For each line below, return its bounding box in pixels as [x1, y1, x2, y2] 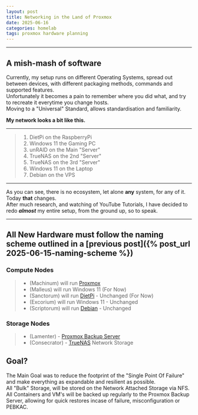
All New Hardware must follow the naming [6, 230, 164, 240]
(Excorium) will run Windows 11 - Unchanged [29, 298, 138, 305]
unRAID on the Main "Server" [29, 146, 100, 153]
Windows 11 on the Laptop [29, 165, 93, 172]
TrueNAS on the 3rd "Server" [29, 158, 101, 166]
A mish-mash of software [6, 58, 102, 68]
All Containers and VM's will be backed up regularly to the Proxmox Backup [6, 391, 190, 398]
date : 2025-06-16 [6, 20, 49, 25]
